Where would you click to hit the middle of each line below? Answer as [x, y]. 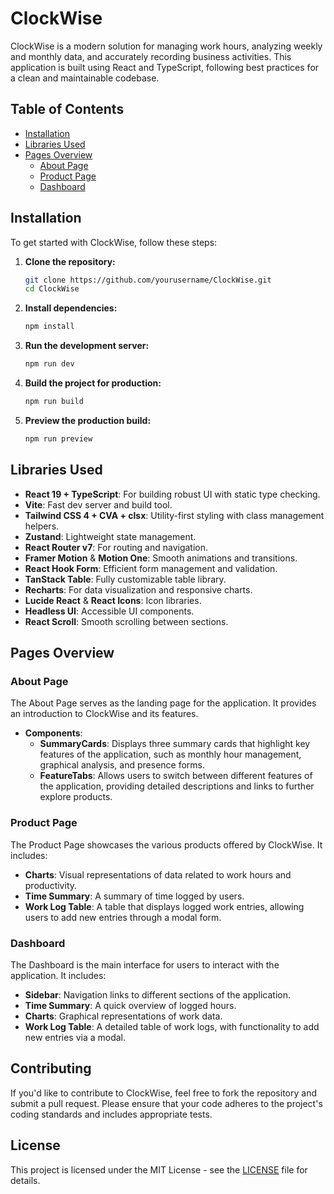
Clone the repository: [70, 261]
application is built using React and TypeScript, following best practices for [165, 67]
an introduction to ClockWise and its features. [104, 714]
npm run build [54, 402]
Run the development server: [87, 346]
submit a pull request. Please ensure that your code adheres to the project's [166, 1103]
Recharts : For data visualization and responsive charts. [138, 589]
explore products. [76, 797]
